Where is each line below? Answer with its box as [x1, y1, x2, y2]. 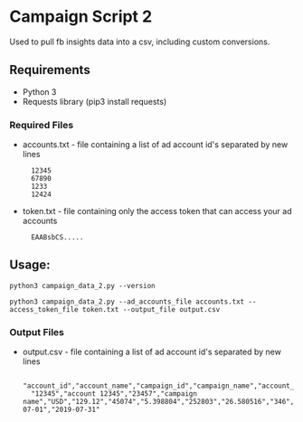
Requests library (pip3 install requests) [22, 96, 167, 107]
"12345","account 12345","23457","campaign [31, 389, 197, 399]
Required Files [9, 118, 74, 131]
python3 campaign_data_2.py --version [9, 281, 156, 290]
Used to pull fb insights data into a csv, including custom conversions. [9, 36, 270, 47]
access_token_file [9, 305, 79, 314]
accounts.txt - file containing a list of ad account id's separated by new [22, 139, 289, 150]
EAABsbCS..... [31, 233, 84, 242]
